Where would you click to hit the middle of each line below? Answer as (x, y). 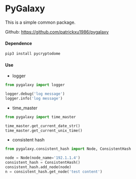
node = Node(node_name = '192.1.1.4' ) (43, 158)
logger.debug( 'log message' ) (35, 94)
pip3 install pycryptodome (33, 54)
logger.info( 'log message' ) (34, 98)
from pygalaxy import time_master (41, 117)
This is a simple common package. (40, 22)
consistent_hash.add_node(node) (38, 167)
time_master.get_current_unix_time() (44, 131)
